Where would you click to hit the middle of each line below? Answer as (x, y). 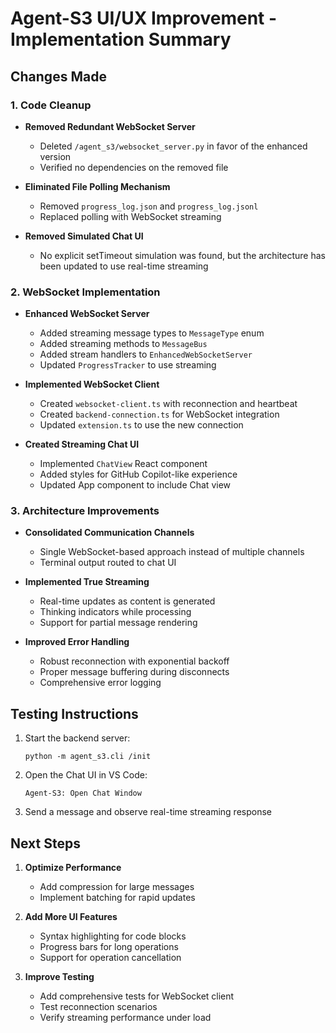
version (55, 156)
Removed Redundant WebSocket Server (110, 126)
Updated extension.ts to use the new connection (141, 425)
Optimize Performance (73, 868)
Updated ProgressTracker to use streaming (128, 365)
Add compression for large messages (117, 887)
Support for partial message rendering (118, 623)
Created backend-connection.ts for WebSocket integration (159, 414)
